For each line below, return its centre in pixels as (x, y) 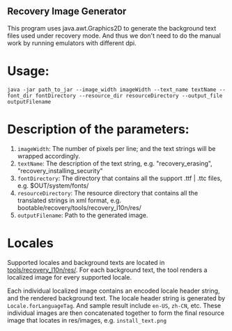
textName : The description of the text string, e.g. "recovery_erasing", (115, 163)
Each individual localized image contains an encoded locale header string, (114, 291)
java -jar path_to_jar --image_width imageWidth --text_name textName (112, 90)
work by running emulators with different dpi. (72, 43)
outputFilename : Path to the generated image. (83, 215)
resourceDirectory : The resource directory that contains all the (108, 193)
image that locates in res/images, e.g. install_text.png (87, 320)
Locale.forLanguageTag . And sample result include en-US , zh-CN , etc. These (114, 305)
